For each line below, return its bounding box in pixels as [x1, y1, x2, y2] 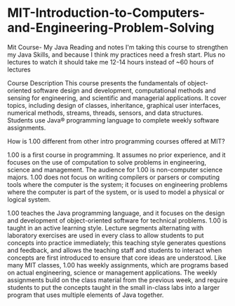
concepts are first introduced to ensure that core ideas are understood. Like [7, 253, 227, 262]
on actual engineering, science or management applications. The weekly [7, 268, 217, 277]
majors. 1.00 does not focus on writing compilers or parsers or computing [7, 173, 220, 181]
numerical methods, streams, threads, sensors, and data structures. [7, 109, 203, 117]
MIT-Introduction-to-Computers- [7, 5, 206, 21]
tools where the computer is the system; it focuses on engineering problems [7, 180, 228, 188]
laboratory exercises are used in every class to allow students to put [7, 231, 205, 239]
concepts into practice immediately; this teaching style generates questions [7, 238, 227, 246]
